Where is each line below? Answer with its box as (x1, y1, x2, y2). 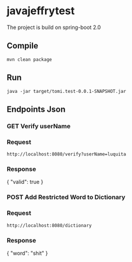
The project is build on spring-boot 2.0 (7, 24, 101, 31)
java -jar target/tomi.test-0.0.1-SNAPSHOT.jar (7, 88, 127, 94)
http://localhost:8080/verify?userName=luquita (7, 151, 127, 157)
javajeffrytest (7, 4, 75, 18)
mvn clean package (7, 56, 52, 63)
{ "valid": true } (7, 179, 44, 186)
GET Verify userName (7, 122, 71, 130)
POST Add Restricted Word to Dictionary (7, 193, 126, 202)
